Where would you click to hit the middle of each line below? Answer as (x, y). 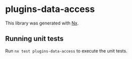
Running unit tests (34, 39)
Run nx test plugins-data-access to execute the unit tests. (66, 50)
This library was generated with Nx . (42, 23)
